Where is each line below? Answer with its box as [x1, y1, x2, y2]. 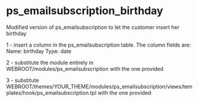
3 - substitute [6, 77, 40, 84]
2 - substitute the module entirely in [6, 59, 94, 66]
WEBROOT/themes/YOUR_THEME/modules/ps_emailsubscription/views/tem [6, 83, 193, 90]
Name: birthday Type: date [6, 47, 71, 54]
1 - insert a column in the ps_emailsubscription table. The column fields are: [6, 41, 191, 48]
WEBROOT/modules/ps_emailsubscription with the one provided [6, 65, 164, 72]
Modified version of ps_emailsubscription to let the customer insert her [6, 24, 180, 31]
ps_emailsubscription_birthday [6, 4, 164, 18]
